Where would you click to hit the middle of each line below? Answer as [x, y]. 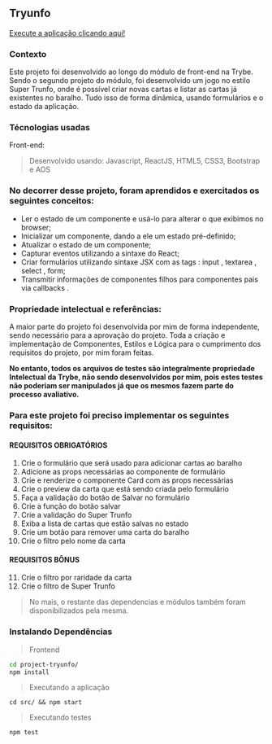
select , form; [43, 270]
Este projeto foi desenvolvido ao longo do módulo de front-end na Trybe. [132, 72]
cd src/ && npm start [46, 702]
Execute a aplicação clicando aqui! [67, 33]
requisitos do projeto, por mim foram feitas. [82, 352]
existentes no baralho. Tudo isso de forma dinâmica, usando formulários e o [136, 98]
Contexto [28, 54]
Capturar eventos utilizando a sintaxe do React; [100, 253]
